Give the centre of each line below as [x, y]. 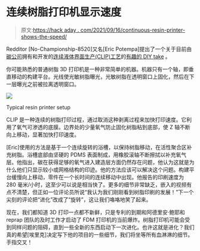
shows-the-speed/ [44, 36]
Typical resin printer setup [38, 107]
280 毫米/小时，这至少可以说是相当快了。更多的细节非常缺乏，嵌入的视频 [96, 184]
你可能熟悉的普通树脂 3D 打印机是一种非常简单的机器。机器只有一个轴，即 [98, 69]
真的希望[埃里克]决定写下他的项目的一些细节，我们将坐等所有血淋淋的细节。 [100, 234]
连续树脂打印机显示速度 [64, 12]
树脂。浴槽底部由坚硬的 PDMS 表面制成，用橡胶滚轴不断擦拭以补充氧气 [99, 154]
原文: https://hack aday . [50, 30]
